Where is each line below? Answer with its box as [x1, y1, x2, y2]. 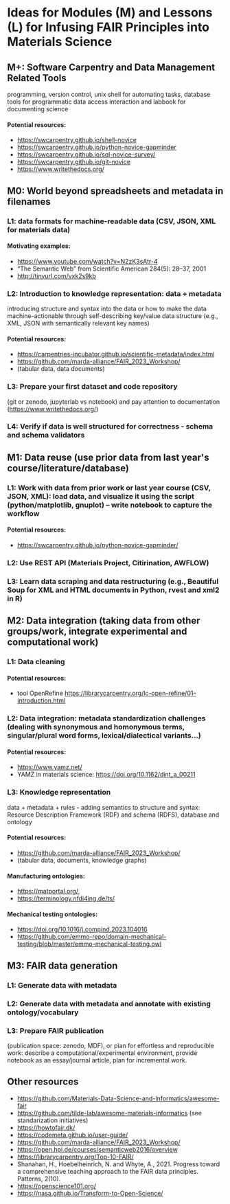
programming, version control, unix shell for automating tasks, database [7, 91, 211, 98]
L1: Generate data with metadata [7, 980, 117, 990]
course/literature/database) [7, 462, 129, 474]
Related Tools [7, 72, 67, 84]
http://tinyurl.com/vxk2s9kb [16, 271, 96, 280]
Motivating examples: [7, 242, 71, 250]
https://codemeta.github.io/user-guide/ [16, 1131, 128, 1139]
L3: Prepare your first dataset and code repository [7, 382, 178, 391]
